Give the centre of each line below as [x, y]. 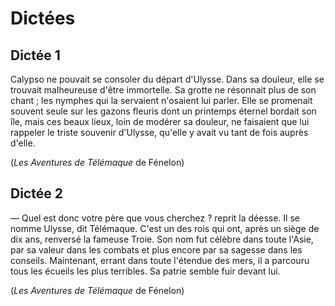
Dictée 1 [35, 55]
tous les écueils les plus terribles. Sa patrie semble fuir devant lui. [145, 271]
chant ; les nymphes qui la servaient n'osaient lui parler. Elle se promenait [161, 100]
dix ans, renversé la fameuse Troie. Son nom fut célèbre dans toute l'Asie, [162, 239]
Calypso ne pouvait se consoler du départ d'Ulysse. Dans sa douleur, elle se [167, 79]
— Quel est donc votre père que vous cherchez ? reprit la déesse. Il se [155, 218]
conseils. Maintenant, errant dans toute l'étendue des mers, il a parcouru [160, 260]
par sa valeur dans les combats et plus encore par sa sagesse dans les [156, 249]
